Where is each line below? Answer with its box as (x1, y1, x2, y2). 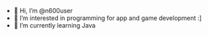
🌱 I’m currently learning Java (13, 21, 96, 29)
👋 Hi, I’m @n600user (13, 7, 73, 15)
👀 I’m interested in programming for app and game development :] (13, 14, 202, 22)
